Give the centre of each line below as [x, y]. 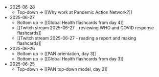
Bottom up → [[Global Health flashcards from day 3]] [70, 59]
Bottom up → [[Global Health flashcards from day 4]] [70, 22]
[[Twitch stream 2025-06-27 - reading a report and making [77, 38]
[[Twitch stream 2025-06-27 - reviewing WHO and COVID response [85, 28]
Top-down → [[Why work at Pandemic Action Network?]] [74, 12]
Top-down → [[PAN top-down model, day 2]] [62, 69]
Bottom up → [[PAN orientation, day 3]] [57, 54]
